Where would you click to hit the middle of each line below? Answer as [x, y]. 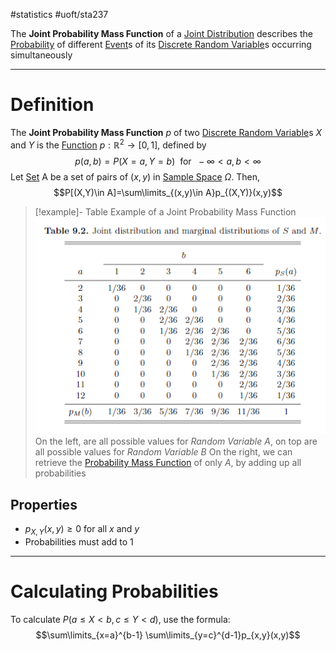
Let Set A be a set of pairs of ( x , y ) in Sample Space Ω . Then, [135, 176]
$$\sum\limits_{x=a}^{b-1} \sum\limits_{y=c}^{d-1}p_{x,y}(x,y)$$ [168, 635]
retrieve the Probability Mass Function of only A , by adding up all [168, 463]
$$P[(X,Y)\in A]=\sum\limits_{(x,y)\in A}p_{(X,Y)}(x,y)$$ [168, 192]
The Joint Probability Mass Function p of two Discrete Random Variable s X [166, 132]
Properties [44, 504]
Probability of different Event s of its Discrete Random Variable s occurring [161, 44]
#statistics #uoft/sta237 [59, 14]
